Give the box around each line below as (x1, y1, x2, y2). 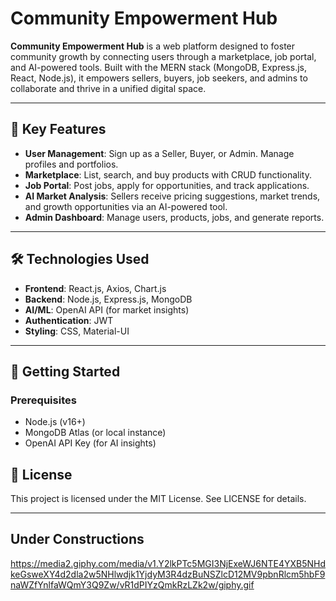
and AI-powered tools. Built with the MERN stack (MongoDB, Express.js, (10, 61, 307, 73)
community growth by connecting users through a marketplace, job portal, (10, 50, 317, 62)
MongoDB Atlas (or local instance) (24, 427, 167, 439)
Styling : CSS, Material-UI (24, 325, 130, 337)
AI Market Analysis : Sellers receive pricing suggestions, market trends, (24, 190, 321, 202)
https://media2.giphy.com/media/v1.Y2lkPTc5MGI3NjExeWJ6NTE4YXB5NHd (10, 557, 326, 569)
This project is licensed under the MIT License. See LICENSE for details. (10, 493, 307, 505)
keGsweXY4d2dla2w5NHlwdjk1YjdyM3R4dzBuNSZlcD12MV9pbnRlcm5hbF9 (10, 568, 326, 580)
